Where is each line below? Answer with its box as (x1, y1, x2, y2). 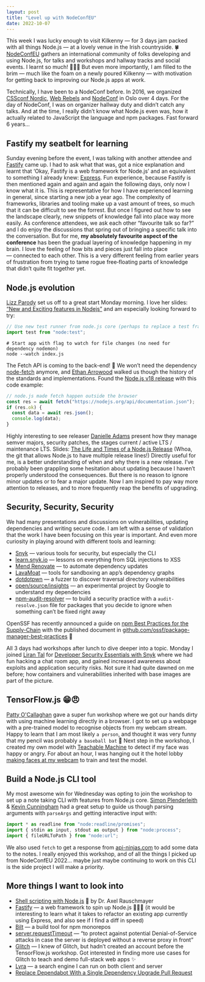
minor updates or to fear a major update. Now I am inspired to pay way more (6, 478, 198, 485)
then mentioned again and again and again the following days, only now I (6, 181, 190, 188)
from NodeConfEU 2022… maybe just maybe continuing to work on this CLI (6, 857, 196, 864)
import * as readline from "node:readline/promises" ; (6, 821, 146, 827)
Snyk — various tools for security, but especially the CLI (15, 549, 157, 556)
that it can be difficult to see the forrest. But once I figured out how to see (6, 206, 191, 214)
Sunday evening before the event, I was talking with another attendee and (6, 155, 192, 162)
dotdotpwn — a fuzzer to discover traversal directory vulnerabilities (15, 575, 185, 583)
